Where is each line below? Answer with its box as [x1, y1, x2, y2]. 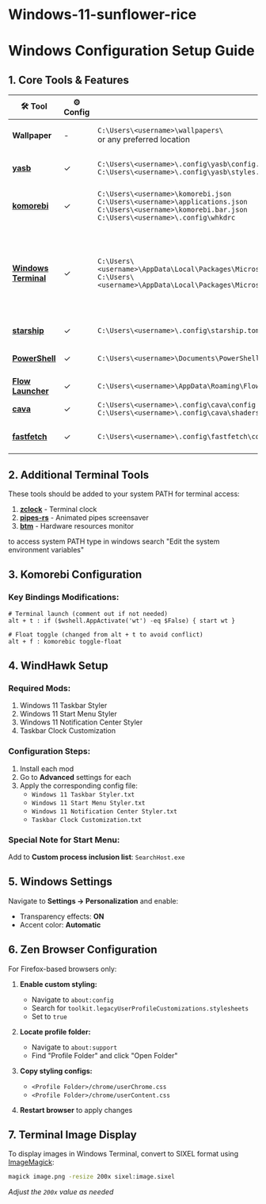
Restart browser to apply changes [19, 1105, 133, 1114]
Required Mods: [8, 683, 71, 694]
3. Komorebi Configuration [8, 568, 142, 582]
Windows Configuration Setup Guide [8, 42, 255, 60]
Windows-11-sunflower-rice [8, 6, 197, 24]
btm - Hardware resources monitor [19, 522, 135, 530]
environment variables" [8, 545, 85, 554]
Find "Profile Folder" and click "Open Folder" [31, 1050, 178, 1060]
